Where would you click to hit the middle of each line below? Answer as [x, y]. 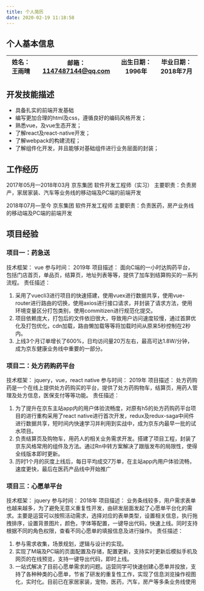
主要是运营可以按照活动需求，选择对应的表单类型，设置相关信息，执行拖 [107, 516]
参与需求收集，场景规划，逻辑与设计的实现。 [71, 544]
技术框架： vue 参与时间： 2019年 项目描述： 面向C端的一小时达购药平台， [100, 267]
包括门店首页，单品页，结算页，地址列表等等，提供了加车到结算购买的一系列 [102, 275]
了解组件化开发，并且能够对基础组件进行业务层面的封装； [87, 148]
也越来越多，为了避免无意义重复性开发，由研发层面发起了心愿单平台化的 [97, 508]
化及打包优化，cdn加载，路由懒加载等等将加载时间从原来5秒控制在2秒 [103, 326]
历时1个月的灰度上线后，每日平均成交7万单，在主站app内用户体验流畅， [105, 461]
